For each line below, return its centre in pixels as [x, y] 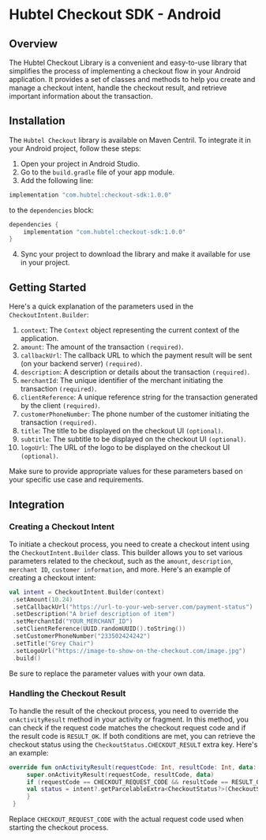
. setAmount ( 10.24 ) [43, 599]
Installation [37, 121]
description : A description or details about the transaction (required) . [135, 372]
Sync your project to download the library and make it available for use [135, 254]
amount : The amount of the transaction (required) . [102, 347]
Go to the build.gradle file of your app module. [97, 172]
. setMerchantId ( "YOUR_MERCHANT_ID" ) [73, 621]
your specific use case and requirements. [77, 480]
